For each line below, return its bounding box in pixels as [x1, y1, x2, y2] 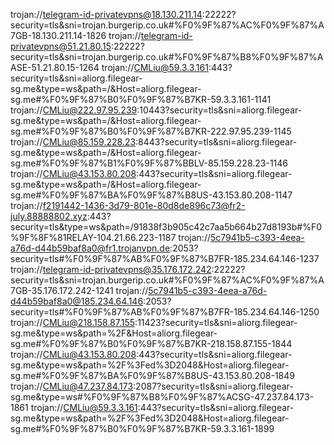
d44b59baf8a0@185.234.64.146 [10, 295, 144, 307]
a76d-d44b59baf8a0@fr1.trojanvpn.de [10, 242, 171, 254]
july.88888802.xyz [10, 210, 88, 222]
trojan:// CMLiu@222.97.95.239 [10, 104, 138, 116]
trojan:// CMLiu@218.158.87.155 [10, 317, 136, 328]
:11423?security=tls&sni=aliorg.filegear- [134, 317, 298, 328]
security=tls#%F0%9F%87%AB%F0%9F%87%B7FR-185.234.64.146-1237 [10, 253, 320, 264]
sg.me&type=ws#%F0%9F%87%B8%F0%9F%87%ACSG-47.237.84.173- [10, 391, 315, 403]
